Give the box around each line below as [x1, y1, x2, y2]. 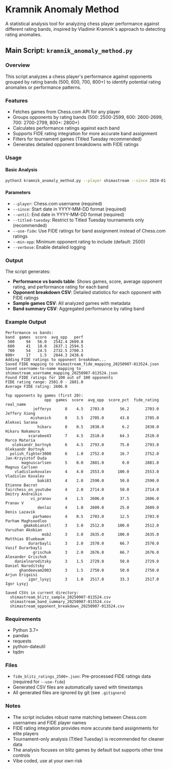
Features [5, 97, 28, 104]
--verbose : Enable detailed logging [12, 244, 86, 251]
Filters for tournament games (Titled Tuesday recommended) [12, 136, 142, 142]
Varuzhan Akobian [5, 527, 42, 532]
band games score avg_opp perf [5, 335, 83, 340]
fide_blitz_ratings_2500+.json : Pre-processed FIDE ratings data [12, 673, 151, 679]
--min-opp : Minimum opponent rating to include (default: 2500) [12, 239, 146, 245]
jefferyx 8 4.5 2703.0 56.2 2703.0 [32, 406, 159, 411]
